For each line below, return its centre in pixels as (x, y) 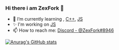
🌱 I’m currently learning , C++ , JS (48, 19)
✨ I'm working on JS (34, 24)
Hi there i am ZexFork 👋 (34, 8)
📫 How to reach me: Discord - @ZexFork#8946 (63, 30)
